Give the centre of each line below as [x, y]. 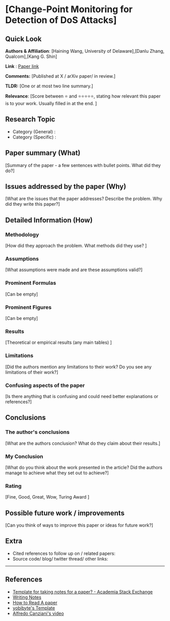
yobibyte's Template [34, 608]
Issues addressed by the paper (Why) [66, 187]
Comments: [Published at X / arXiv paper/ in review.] [60, 76]
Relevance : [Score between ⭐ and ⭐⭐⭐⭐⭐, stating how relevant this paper [83, 96]
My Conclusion [24, 456]
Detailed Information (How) [49, 220]
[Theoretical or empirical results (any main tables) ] [59, 342]
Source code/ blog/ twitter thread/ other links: [60, 559]
